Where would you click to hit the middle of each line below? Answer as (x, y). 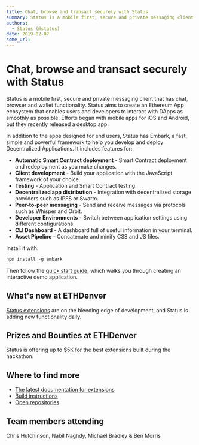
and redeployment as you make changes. (66, 166)
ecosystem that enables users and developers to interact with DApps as (95, 111)
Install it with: (22, 248)
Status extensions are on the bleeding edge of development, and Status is (97, 310)
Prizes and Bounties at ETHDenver (71, 336)
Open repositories (37, 402)
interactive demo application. (42, 277)
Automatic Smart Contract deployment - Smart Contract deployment (101, 160)
